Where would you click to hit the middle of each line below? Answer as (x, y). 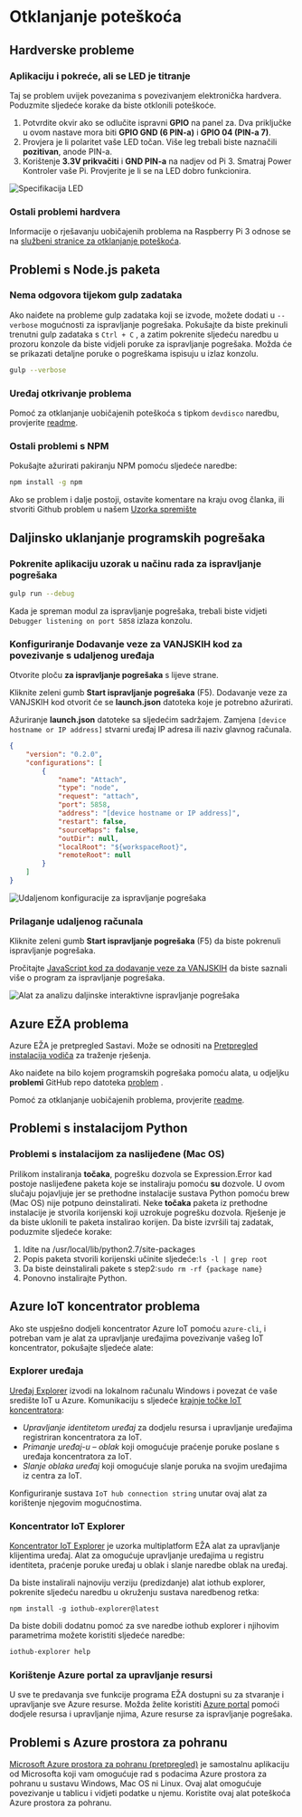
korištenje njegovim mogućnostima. (76, 1502)
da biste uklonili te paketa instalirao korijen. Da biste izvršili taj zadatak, (142, 1222)
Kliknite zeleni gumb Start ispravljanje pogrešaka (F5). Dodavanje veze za (148, 693)
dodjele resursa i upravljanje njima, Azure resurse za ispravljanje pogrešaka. (151, 1714)
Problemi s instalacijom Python (99, 1128)
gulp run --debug (42, 593)
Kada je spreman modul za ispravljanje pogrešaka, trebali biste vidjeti (138, 611)
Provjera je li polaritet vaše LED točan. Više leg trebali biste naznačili (150, 141)
